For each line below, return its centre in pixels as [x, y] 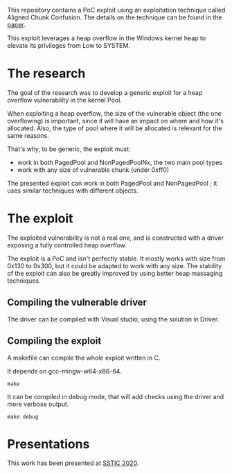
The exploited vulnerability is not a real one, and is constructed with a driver [115, 238]
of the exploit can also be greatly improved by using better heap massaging [115, 273]
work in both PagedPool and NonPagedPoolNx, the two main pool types [120, 162]
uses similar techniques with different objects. [73, 191]
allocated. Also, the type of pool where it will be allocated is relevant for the [115, 128]
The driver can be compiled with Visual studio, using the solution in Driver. [113, 319]
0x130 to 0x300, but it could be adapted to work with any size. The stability [115, 265]
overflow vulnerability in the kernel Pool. [65, 100]
